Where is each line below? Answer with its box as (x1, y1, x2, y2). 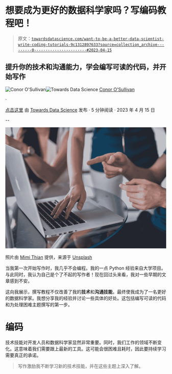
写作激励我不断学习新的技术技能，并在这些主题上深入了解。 (17, 363, 143, 369)
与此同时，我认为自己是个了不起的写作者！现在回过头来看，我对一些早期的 (5, 271, 162, 277)
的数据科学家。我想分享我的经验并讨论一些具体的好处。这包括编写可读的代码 (5, 295, 166, 301)
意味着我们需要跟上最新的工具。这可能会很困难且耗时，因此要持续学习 (18, 345, 166, 351)
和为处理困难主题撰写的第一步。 (5, 301, 72, 307)
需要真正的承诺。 (5, 352, 41, 358)
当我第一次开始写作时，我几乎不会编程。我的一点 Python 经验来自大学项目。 (5, 265, 166, 271)
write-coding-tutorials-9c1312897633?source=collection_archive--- (17, 42, 164, 47)
